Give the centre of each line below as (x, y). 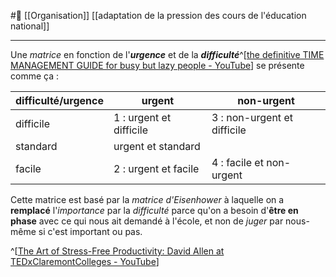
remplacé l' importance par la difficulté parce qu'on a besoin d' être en (154, 210)
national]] (30, 26)
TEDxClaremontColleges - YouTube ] (85, 261)
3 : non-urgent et (252, 117)
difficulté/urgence (59, 100)
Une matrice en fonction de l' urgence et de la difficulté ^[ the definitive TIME (167, 54)
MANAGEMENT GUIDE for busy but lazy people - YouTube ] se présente (157, 65)
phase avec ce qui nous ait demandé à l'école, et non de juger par (147, 221)
